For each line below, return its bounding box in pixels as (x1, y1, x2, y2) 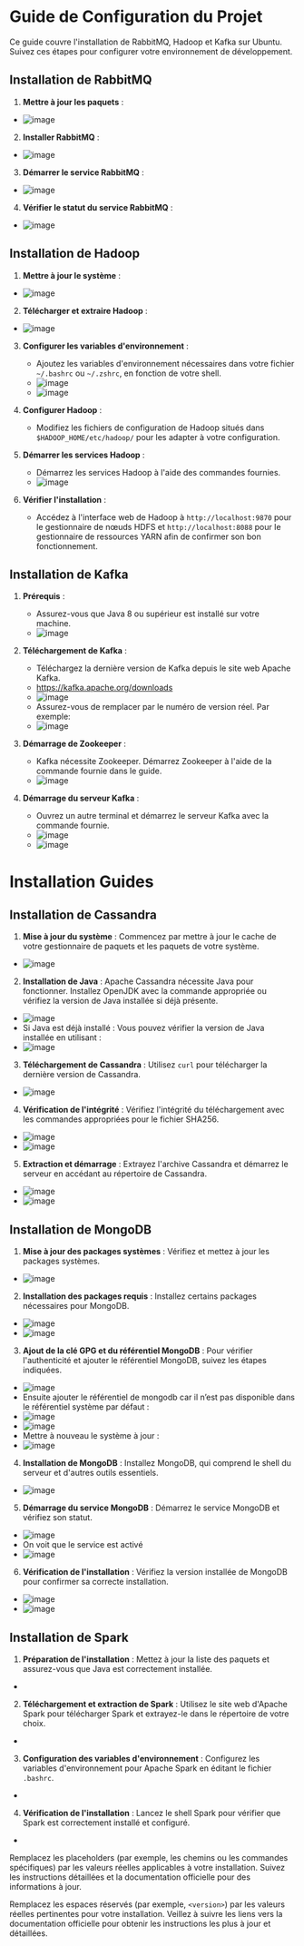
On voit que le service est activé (22, 1539, 143, 1550)
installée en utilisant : (22, 1032, 102, 1043)
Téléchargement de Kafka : (22, 645, 127, 656)
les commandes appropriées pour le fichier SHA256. (22, 1114, 220, 1125)
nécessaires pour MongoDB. (22, 1301, 130, 1312)
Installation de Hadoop (9, 246, 141, 261)
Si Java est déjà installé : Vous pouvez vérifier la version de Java (22, 1023, 265, 1034)
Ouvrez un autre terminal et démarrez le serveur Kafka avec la (35, 811, 270, 821)
